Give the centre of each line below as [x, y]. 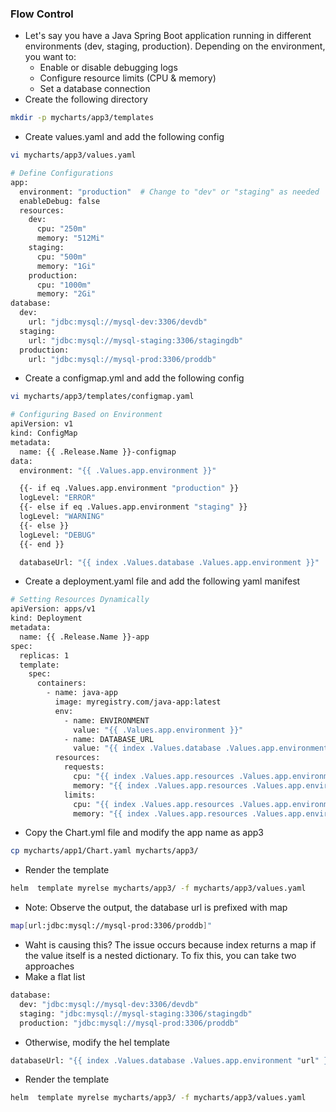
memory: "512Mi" [70, 238]
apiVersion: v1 [42, 424]
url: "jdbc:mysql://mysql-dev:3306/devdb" [118, 322]
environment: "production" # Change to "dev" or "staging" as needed [169, 192]
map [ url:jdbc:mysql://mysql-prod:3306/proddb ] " [111, 926]
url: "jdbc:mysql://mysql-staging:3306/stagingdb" [136, 340]
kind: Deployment [46, 618]
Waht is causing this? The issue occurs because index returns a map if [170, 945]
